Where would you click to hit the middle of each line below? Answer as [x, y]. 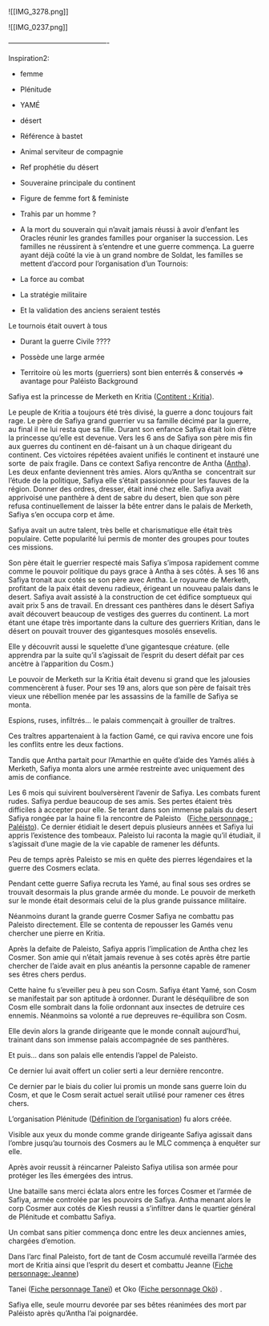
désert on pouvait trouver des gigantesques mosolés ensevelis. [113, 631]
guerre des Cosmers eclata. [54, 868]
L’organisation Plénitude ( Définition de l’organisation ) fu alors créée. [120, 1119]
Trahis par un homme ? [58, 214]
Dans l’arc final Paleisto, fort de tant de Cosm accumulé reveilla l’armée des [132, 1257]
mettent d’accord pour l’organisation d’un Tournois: [104, 263]
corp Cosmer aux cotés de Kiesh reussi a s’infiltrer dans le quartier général [132, 1208]
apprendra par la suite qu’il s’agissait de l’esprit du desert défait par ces [126, 655]
